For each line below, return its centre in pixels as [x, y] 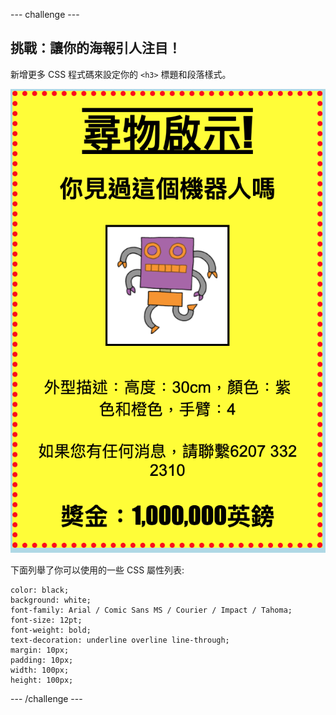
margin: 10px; [40, 650]
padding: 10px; [42, 660]
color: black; [40, 590]
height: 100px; [42, 680]
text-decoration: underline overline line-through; [120, 640]
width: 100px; [40, 670]
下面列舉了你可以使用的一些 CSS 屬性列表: [97, 570]
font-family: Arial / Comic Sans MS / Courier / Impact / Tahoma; [151, 610]
